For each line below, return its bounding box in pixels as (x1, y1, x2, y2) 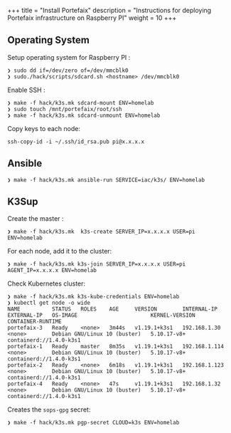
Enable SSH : (7, 85, 45, 94)
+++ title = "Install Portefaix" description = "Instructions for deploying (7, 6, 212, 14)
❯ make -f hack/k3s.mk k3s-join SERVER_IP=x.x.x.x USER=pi (7, 261, 186, 268)
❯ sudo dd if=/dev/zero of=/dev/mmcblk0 (7, 67, 129, 74)
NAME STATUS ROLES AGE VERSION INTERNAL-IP (7, 306, 218, 313)
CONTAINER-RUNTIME (7, 318, 62, 325)
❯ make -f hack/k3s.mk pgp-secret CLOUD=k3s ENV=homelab (7, 419, 180, 427)
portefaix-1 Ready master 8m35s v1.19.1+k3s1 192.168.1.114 (7, 343, 224, 350)
